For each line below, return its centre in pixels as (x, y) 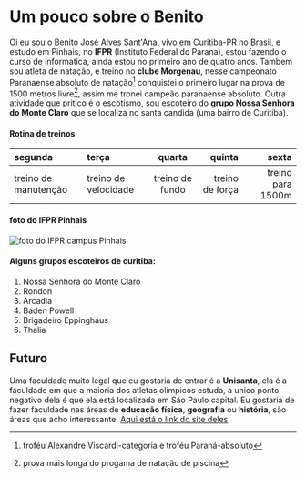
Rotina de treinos (42, 133)
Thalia (34, 330)
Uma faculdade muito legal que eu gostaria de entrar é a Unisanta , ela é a (148, 381)
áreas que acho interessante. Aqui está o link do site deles (119, 419)
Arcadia (37, 300)
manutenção (41, 190)
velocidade (111, 190)
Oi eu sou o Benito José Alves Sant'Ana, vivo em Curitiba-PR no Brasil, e (145, 42)
